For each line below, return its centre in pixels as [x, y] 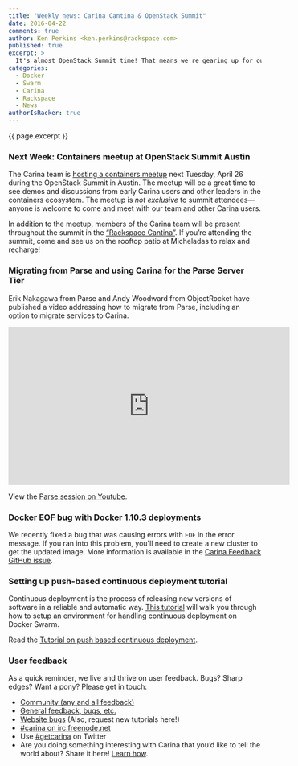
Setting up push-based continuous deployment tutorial [118, 581]
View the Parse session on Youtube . [68, 496]
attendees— [235, 200]
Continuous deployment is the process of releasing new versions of [120, 599]
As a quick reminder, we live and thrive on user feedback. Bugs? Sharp [125, 678]
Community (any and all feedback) [77, 702]
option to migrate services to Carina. [69, 315]
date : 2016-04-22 [37, 23]
